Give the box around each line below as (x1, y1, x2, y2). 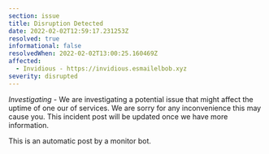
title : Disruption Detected (8, 19, 104, 28)
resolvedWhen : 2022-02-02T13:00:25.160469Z (8, 49, 158, 58)
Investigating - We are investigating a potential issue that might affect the (8, 94, 254, 104)
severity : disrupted (8, 72, 79, 80)
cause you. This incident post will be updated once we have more (8, 111, 228, 122)
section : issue (8, 11, 60, 20)
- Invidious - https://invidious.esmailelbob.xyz (15, 65, 187, 73)
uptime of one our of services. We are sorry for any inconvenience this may (8, 103, 262, 113)
